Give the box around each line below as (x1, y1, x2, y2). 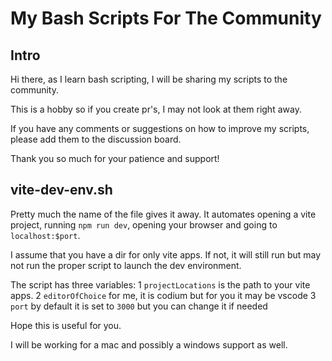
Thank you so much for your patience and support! (10, 153, 220, 164)
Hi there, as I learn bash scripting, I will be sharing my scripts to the (10, 73, 288, 85)
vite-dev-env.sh (10, 182, 113, 199)
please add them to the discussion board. (10, 133, 182, 145)
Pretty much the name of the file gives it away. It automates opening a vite (10, 208, 317, 220)
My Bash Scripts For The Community (10, 7, 322, 30)
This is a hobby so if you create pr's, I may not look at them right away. (10, 103, 302, 115)
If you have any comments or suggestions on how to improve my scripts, (10, 123, 310, 134)
